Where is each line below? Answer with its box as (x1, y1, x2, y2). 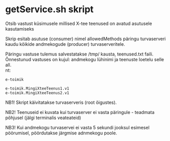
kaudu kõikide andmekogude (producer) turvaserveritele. (5, 41, 126, 47)
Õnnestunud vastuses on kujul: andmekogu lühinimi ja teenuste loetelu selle (5, 56, 164, 62)
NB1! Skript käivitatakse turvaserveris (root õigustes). (5, 99, 117, 105)
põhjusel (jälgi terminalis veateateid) (5, 115, 81, 121)
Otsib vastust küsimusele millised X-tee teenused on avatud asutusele (5, 20, 152, 26)
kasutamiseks (5, 25, 35, 32)
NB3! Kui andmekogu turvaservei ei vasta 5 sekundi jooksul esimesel (5, 124, 150, 130)
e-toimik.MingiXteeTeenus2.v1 (5, 90, 70, 95)
